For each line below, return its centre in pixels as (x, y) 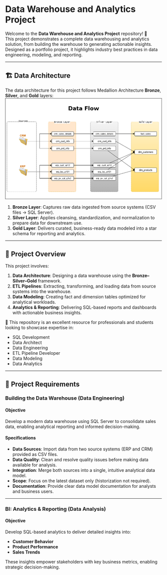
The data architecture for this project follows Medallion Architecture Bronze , (83, 90)
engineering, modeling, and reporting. (44, 55)
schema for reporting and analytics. (49, 234)
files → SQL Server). (33, 212)
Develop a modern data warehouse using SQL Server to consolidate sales (81, 421)
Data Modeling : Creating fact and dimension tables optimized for (79, 297)
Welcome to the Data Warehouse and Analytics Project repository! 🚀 (76, 33)
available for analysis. (35, 465)
